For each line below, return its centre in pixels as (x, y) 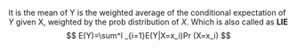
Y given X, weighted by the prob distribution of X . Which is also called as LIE (148, 22)
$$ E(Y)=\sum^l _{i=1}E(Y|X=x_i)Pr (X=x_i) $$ (148, 35)
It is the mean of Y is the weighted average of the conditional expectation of (147, 13)
